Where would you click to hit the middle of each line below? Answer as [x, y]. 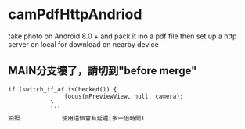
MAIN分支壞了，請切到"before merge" [103, 71]
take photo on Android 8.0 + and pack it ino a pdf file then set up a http [122, 36]
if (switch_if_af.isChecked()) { [63, 89]
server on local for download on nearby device [83, 44]
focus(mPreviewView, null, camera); [124, 96]
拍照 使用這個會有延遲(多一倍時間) [76, 118]
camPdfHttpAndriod [75, 14]
